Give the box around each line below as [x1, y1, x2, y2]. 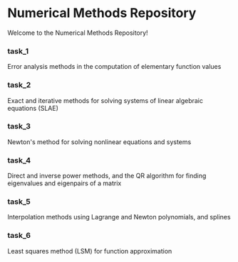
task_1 [7, 46, 29, 56]
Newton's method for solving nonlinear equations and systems [7, 137, 192, 146]
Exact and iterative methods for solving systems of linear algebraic [7, 96, 203, 104]
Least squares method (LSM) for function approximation [7, 246, 172, 255]
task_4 [7, 155, 31, 165]
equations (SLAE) [7, 104, 59, 112]
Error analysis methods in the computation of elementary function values [7, 62, 222, 71]
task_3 [7, 121, 31, 131]
